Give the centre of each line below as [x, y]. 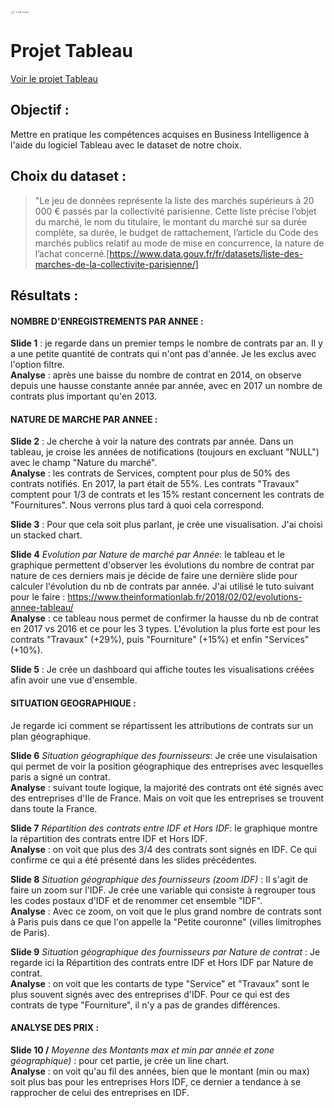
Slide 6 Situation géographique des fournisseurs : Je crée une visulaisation [164, 755]
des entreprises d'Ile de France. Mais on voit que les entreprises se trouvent [167, 798]
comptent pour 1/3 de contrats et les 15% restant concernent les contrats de [167, 495]
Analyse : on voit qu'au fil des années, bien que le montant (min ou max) [160, 1071]
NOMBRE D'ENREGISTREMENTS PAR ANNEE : [107, 321]
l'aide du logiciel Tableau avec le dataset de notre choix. [126, 145]
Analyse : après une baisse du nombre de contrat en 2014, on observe [156, 375]
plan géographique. [51, 736]
